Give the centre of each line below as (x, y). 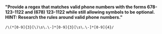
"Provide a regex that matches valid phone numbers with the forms (76, 7)
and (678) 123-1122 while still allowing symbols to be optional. (90, 12)
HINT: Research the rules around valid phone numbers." (64, 17)
